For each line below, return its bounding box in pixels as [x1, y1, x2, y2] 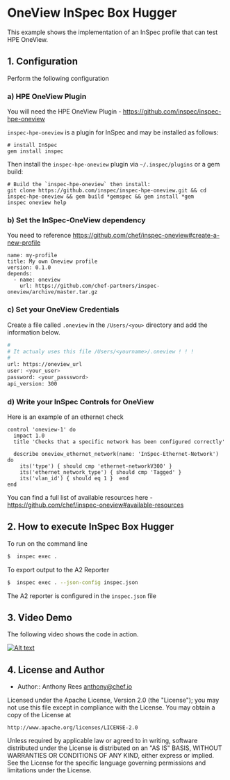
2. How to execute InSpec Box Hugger [7, 521, 174, 533]
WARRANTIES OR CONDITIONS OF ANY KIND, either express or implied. [7, 751, 214, 760]
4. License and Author [7, 664, 106, 675]
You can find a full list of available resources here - [7, 494, 153, 502]
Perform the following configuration [7, 74, 109, 82]
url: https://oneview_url [7, 361, 82, 368]
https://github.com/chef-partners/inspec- [35, 282, 160, 290]
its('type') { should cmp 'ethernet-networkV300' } [19, 463, 172, 470]
